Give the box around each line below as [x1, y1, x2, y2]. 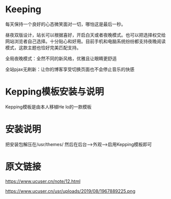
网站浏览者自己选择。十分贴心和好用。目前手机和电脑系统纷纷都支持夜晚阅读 [5, 38, 166, 44]
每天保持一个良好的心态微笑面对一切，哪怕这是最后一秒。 [5, 21, 126, 27]
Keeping [5, 4, 42, 15]
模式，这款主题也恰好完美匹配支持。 [5, 44, 81, 50]
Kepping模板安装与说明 [5, 86, 104, 98]
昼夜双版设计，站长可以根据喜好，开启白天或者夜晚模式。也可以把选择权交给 [5, 32, 166, 38]
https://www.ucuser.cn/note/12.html [5, 178, 80, 184]
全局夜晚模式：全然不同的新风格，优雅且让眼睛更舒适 [5, 55, 117, 62]
